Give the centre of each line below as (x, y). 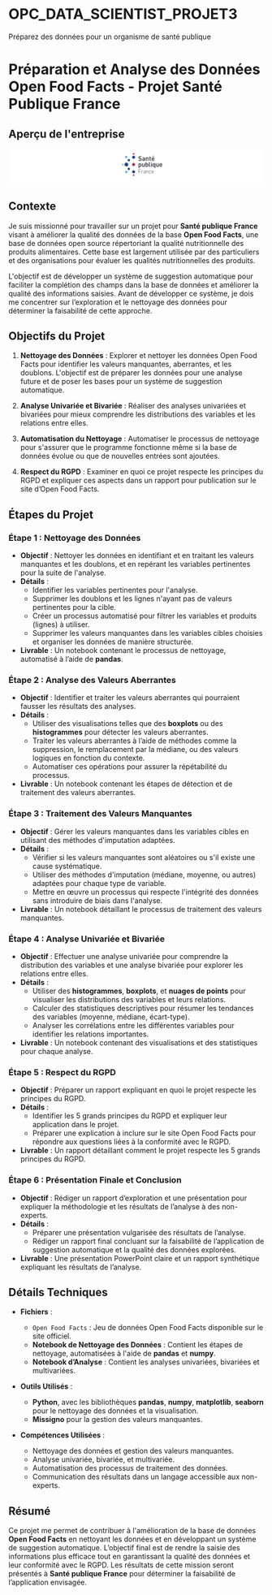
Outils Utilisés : (46, 1386)
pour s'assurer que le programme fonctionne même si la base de (128, 447)
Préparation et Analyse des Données (134, 69)
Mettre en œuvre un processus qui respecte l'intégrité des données (145, 892)
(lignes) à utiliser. (61, 625)
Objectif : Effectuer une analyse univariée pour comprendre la (124, 957)
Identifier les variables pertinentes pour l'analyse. (115, 590)
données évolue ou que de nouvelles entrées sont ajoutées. (120, 456)
